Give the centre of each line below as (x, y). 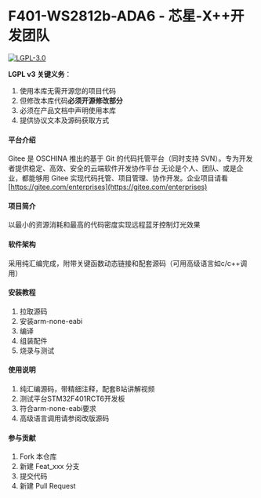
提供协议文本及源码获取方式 (64, 120)
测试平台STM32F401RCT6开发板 (72, 398)
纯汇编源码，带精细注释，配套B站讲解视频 (87, 388)
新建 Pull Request (47, 486)
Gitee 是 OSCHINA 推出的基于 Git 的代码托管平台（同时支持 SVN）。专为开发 (130, 158)
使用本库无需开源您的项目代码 (67, 90)
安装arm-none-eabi (51, 321)
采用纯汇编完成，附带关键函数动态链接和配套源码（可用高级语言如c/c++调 (128, 263)
